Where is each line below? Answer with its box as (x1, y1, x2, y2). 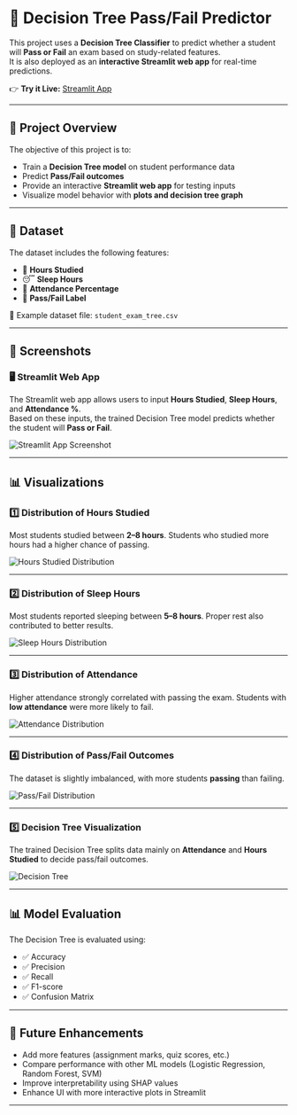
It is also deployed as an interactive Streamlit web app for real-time (9, 56, 257, 66)
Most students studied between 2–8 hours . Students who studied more (9, 529, 270, 540)
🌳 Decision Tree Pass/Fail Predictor (9, 8, 272, 28)
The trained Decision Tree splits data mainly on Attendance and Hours (9, 845, 268, 855)
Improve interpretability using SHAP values (21, 1077, 179, 1088)
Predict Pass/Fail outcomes (21, 170, 125, 181)
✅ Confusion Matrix (21, 991, 95, 1002)
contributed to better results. (9, 620, 114, 631)
